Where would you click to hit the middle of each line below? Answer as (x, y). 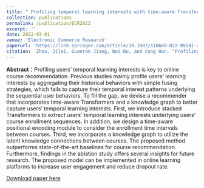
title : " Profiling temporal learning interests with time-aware (90, 12)
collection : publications (39, 18)
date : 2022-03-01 (28, 35)
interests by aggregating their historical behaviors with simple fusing (92, 82)
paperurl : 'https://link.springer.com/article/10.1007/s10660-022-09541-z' (104, 46)
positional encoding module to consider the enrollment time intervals (92, 127)
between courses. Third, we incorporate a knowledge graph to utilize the (97, 134)
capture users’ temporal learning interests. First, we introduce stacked (94, 108)
